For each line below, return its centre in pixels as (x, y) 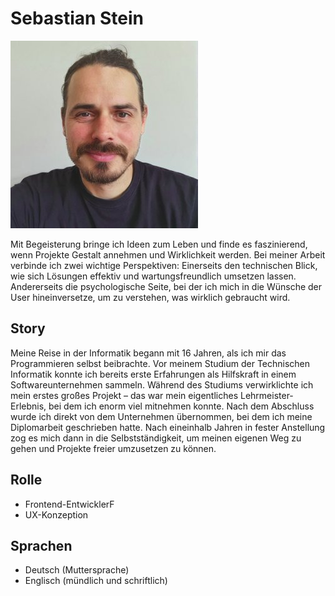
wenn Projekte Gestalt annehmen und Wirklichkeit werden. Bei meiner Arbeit (168, 254)
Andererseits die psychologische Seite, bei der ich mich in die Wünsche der (166, 286)
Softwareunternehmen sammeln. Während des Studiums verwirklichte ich (162, 384)
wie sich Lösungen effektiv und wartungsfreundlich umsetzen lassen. (153, 276)
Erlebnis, (28, 406)
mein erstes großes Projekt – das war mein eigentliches (124, 395)
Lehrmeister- (266, 395)
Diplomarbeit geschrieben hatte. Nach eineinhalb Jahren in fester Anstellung (168, 427)
